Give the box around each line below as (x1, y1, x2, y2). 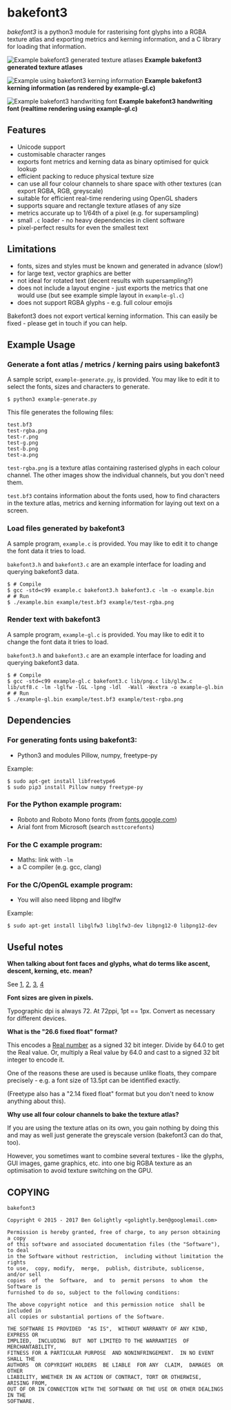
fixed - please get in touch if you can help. (7, 319, 128, 327)
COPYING (7, 1186, 50, 1198)
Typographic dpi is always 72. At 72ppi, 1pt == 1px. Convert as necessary (7, 1007, 215, 1015)
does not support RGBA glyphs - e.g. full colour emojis (17, 298, 172, 306)
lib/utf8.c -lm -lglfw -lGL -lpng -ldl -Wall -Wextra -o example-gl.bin (7, 684, 224, 691)
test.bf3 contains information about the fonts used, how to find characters (7, 492, 221, 500)
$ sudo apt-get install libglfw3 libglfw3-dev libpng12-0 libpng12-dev (7, 922, 217, 929)
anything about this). (7, 1097, 66, 1105)
